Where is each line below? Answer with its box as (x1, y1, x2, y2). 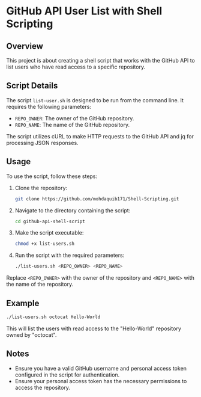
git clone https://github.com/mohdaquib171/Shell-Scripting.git (14, 195, 179, 202)
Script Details (6, 81, 58, 91)
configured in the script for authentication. (14, 371, 120, 378)
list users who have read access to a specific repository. (6, 63, 146, 70)
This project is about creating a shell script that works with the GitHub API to (6, 57, 195, 64)
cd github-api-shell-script (14, 218, 85, 224)
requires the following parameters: (6, 103, 92, 110)
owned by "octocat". (6, 331, 57, 338)
